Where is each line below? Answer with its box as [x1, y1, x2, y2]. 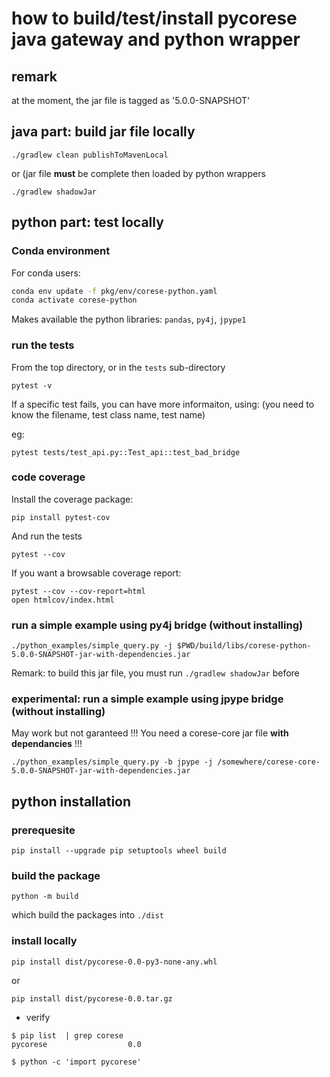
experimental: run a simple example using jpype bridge [11, 692, 284, 706]
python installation [11, 793, 132, 810]
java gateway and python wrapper [11, 28, 301, 51]
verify [25, 1011, 51, 1023]
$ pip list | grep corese [11, 1030, 124, 1041]
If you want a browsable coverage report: [11, 567, 182, 579]
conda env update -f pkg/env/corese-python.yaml [11, 286, 218, 296]
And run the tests [11, 530, 83, 542]
